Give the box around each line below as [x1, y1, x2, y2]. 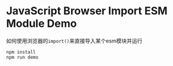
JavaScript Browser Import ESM [6, 4, 168, 18]
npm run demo [6, 54, 39, 60]
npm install [6, 49, 36, 55]
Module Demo [6, 17, 77, 30]
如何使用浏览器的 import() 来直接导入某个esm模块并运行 [6, 37, 143, 44]
